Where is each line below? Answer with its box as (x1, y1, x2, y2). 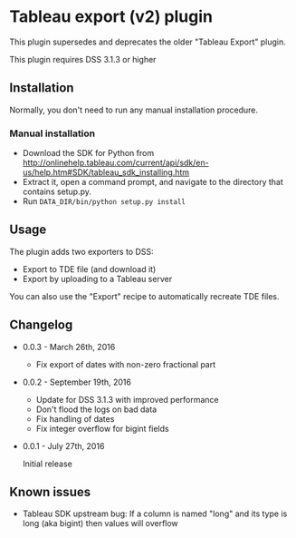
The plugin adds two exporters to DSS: (9, 246, 154, 257)
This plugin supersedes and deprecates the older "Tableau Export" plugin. (9, 36, 287, 47)
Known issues (9, 484, 91, 500)
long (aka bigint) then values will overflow (22, 518, 178, 529)
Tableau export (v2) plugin (9, 6, 213, 27)
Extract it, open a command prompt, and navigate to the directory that (22, 177, 283, 188)
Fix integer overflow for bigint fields (35, 423, 169, 434)
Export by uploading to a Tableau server (22, 273, 173, 284)
